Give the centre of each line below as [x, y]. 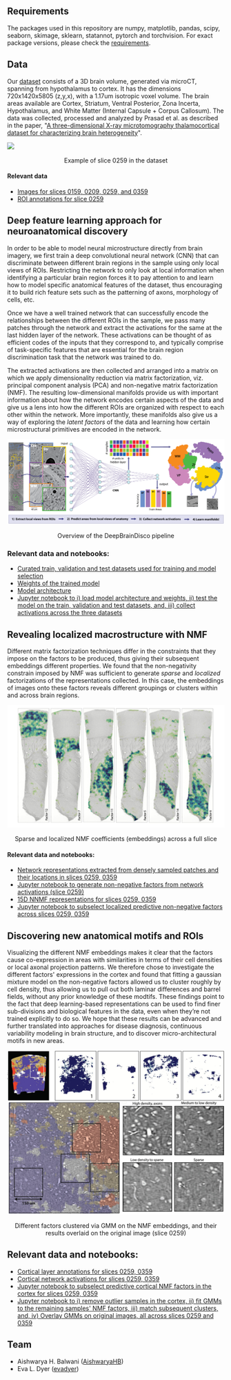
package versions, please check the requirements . [79, 43]
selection [30, 576]
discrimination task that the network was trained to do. [84, 357]
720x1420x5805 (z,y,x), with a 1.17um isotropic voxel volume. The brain [108, 95]
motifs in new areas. [36, 1041]
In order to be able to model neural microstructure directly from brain [105, 248]
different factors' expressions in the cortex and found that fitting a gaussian [114, 975]
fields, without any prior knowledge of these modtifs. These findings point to [116, 997]
